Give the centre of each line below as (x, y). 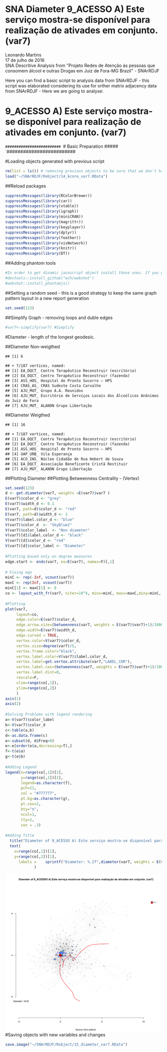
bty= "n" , (30, 809)
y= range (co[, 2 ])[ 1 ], (35, 857)
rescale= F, (27, 678)
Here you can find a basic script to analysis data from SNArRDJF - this (77, 80)
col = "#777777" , (39, 793)
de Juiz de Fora (22, 400)
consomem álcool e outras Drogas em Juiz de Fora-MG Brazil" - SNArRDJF (83, 70)
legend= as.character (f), (46, 783)
